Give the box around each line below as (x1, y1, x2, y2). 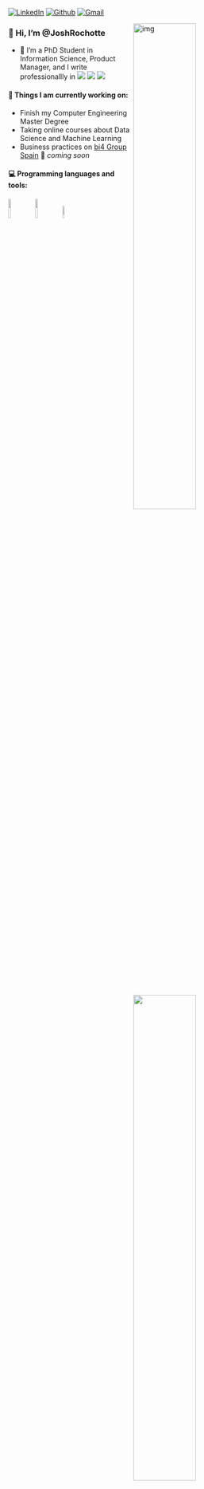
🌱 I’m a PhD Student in (19, 45, 94, 55)
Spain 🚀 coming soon (19, 150, 90, 159)
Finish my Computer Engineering (19, 108, 128, 117)
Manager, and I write (19, 62, 87, 72)
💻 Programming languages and (8, 169, 115, 179)
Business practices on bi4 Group (19, 142, 127, 151)
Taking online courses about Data (19, 124, 130, 135)
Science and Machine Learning (19, 133, 121, 143)
